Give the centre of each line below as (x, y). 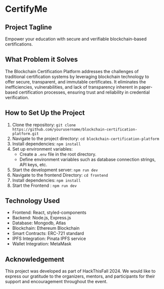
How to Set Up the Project (45, 113)
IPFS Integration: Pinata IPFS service (49, 238)
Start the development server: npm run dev (55, 170)
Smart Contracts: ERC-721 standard (48, 234)
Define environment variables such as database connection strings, (87, 159)
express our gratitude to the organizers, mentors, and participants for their (80, 276)
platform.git (25, 133)
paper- (146, 87)
